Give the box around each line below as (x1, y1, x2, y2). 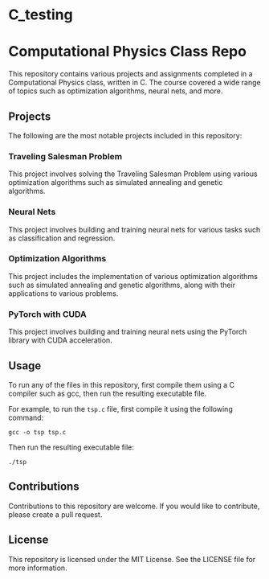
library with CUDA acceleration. (8, 335, 112, 345)
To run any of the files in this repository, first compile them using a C (8, 380, 235, 389)
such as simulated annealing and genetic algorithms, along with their (8, 280, 235, 289)
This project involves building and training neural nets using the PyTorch (8, 327, 247, 337)
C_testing (8, 6, 74, 24)
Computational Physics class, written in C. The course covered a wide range (8, 78, 261, 88)
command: (8, 413, 44, 422)
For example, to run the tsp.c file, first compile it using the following (8, 404, 233, 413)
